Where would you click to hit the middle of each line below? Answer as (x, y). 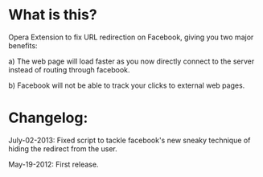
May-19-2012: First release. (53, 164)
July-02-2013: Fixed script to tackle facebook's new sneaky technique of (129, 140)
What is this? (53, 15)
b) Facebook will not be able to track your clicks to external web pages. (127, 85)
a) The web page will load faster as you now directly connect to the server (131, 61)
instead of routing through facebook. (69, 69)
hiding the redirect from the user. (63, 148)
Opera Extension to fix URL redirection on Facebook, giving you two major (131, 37)
